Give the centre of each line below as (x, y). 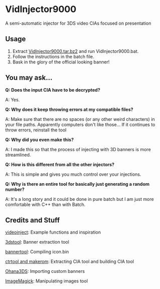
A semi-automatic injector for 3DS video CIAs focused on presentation (78, 23)
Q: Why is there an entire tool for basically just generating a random (77, 184)
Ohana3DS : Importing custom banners (45, 271)
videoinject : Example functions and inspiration (53, 232)
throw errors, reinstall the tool (36, 130)
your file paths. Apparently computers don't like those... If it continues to (80, 124)
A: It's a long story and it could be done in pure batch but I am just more (80, 199)
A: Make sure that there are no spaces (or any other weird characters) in (80, 119)
